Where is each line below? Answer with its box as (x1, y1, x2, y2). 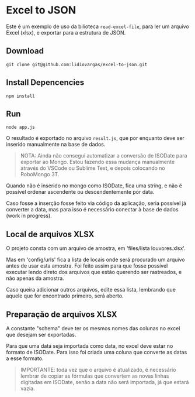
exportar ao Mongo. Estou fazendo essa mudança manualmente (20, 159, 175, 166)
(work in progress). (6, 212, 53, 220)
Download (6, 46, 44, 56)
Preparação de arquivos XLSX (6, 309, 118, 319)
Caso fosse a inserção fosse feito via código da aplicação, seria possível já (6, 200, 187, 207)
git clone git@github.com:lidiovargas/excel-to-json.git (6, 61, 148, 67)
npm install (6, 93, 35, 99)
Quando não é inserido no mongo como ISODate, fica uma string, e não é (6, 182, 183, 189)
